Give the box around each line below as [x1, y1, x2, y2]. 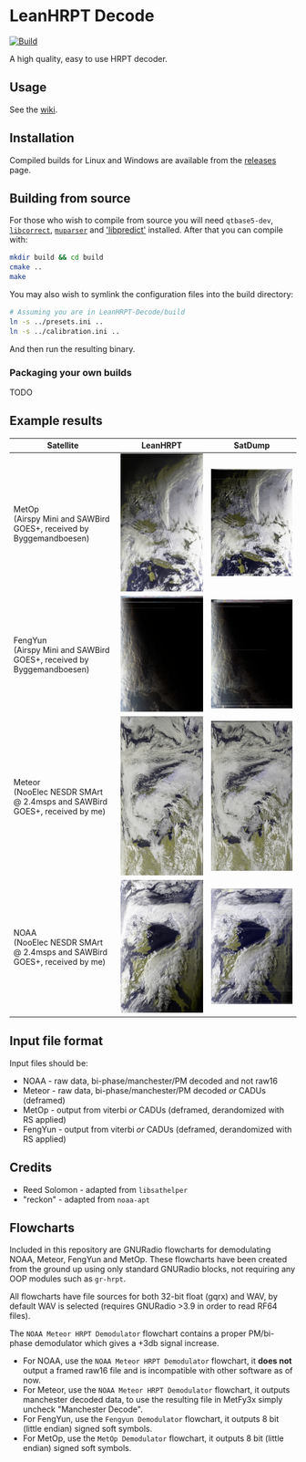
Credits [9, 1160, 53, 1176]
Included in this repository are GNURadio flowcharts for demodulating [9, 1244, 271, 1255]
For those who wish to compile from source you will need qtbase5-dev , [9, 215, 274, 226]
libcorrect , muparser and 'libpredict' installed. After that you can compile [9, 224, 284, 235]
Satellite [46, 440, 79, 451]
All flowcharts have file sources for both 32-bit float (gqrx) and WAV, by [9, 1291, 278, 1302]
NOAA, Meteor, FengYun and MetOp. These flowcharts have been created [9, 1254, 288, 1265]
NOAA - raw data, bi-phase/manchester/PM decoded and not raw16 [22, 1075, 278, 1086]
